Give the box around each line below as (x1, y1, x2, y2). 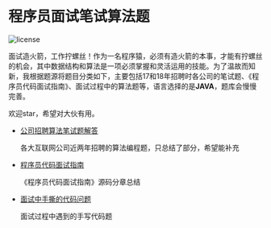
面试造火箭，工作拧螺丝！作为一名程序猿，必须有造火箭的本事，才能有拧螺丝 (8, 51, 263, 60)
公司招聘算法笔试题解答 (19, 126, 98, 135)
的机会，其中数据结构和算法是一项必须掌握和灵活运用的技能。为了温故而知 (8, 61, 256, 71)
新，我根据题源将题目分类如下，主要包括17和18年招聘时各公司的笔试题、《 (8, 71, 252, 81)
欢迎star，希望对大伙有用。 (8, 108, 99, 118)
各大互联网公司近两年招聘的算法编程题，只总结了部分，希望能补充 (19, 143, 240, 152)
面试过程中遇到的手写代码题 (19, 211, 113, 221)
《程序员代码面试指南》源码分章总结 (19, 176, 141, 186)
